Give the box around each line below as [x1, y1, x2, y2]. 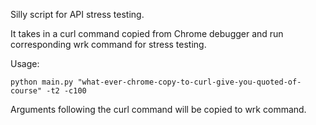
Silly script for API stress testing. [10, 9, 145, 20]
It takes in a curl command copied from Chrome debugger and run [10, 28, 284, 39]
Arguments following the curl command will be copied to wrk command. [10, 104, 307, 115]
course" [10, 86, 43, 96]
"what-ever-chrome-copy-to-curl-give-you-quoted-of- [77, 77, 302, 87]
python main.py [10, 77, 74, 87]
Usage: [10, 58, 40, 69]
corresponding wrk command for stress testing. [10, 39, 207, 50]
